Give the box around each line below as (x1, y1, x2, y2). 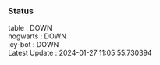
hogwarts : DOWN (8, 31, 66, 41)
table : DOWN (8, 23, 52, 33)
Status (8, 5, 34, 16)
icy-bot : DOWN (8, 40, 59, 49)
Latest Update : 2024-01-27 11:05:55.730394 (8, 49, 152, 58)
